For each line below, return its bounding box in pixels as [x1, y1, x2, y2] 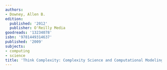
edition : [5, 16, 23, 21]
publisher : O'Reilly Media [9, 26, 66, 31]
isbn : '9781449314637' [5, 35, 52, 40]
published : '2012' [9, 21, 48, 26]
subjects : [5, 44, 26, 49]
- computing [5, 48, 30, 53]
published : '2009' [5, 39, 43, 44]
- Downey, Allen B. [5, 12, 46, 17]
